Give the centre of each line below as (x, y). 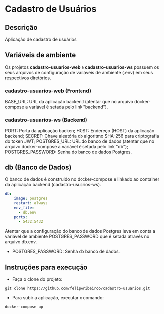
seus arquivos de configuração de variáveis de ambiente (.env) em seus (79, 72)
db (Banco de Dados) (38, 167)
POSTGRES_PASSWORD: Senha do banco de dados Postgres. (69, 152)
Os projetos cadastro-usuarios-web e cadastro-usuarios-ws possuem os (82, 67)
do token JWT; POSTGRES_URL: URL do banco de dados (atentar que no (80, 141)
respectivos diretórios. (28, 78)
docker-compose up (24, 307)
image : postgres (31, 199)
